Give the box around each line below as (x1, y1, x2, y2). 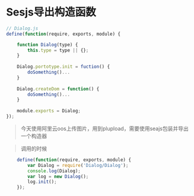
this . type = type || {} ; (27, 47, 89, 53)
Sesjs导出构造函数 (6, 5, 96, 19)
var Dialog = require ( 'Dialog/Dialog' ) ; (27, 162, 129, 168)
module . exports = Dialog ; (17, 108, 81, 114)
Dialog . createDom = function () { (17, 86, 100, 92)
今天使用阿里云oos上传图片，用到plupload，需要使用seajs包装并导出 (20, 125, 189, 132)
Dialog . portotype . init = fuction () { (17, 64, 110, 70)
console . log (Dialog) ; (27, 167, 81, 174)
